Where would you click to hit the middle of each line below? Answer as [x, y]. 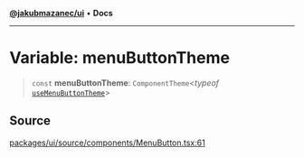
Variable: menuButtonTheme [120, 58]
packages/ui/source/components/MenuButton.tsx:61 [107, 143]
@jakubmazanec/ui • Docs [61, 13]
